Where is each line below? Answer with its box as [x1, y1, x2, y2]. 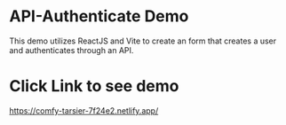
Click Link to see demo [9, 76, 179, 97]
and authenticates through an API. [9, 44, 134, 55]
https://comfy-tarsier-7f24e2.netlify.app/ [9, 105, 159, 116]
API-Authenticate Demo [9, 6, 189, 27]
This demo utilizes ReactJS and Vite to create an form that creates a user [9, 35, 277, 46]
